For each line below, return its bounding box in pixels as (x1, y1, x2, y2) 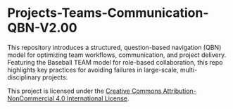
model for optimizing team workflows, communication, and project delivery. (7, 51, 227, 59)
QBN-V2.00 (7, 20, 77, 36)
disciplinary (7, 72, 41, 82)
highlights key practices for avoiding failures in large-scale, (7, 65, 179, 74)
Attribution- (163, 86, 197, 95)
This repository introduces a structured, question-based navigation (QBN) (7, 43, 222, 51)
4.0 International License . (56, 94, 130, 103)
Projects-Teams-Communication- (7, 5, 209, 21)
